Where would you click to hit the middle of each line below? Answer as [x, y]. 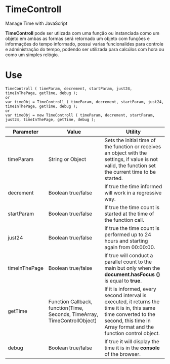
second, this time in [127, 320]
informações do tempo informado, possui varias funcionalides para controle [84, 44]
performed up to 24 [128, 234]
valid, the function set [130, 166]
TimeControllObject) [73, 320]
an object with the [126, 153]
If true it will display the [132, 341]
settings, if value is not [131, 159]
